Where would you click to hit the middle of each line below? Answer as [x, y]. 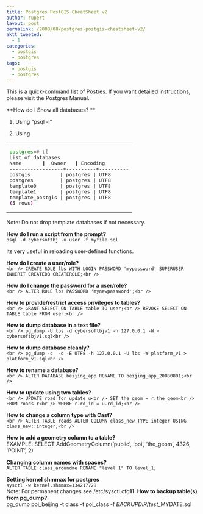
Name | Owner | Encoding [57, 163]
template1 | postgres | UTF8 [60, 192]
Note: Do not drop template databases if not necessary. [76, 223]
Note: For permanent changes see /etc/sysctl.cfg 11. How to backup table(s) [102, 491]
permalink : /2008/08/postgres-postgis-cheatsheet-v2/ [76, 29]
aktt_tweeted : [24, 35]
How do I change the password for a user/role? [67, 286]
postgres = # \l [29, 152]
